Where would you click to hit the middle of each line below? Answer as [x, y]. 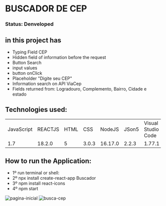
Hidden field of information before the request [59, 57]
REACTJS [48, 129]
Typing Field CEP [30, 52]
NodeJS [110, 129]
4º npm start [25, 189]
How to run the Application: [48, 161]
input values [25, 68]
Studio [151, 129]
